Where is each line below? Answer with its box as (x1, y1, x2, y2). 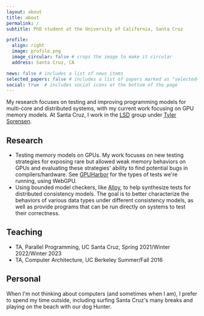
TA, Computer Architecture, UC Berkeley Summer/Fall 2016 (15, 256, 163, 263)
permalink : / (6, 20, 39, 26)
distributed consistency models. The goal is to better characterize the (15, 190, 189, 197)
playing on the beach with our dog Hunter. (6, 303, 112, 310)
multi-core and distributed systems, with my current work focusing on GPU (6, 105, 194, 112)
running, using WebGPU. (15, 177, 77, 185)
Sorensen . (6, 118, 32, 125)
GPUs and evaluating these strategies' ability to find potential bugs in (15, 165, 188, 172)
